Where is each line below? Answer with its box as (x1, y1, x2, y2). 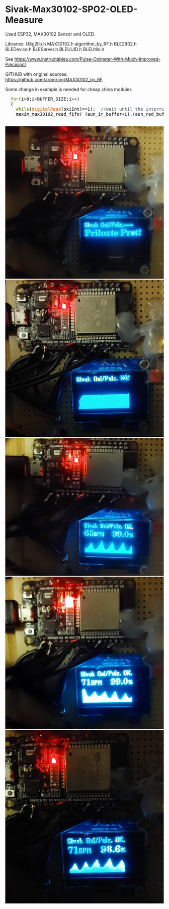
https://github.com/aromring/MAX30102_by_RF (5, 76, 103, 82)
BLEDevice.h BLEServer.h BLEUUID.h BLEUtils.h (5, 46, 105, 52)
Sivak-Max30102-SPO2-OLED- (5, 4, 138, 15)
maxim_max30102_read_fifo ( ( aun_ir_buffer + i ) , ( (16, 111, 136, 117)
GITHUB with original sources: (5, 71, 68, 77)
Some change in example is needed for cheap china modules (5, 86, 132, 92)
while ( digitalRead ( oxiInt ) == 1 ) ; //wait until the (16, 106, 143, 112)
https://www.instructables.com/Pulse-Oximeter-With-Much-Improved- (14, 56, 161, 62)
